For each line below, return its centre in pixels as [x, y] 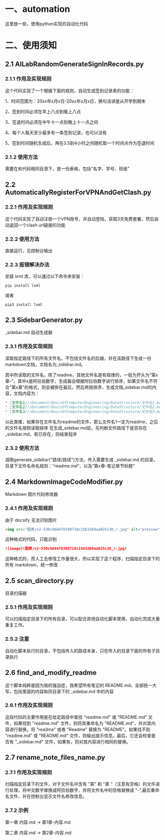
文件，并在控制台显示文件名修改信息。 [48, 797]
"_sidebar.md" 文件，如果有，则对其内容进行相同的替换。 [73, 741]
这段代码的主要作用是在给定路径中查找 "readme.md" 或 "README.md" [76, 717]
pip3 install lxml [24, 305]
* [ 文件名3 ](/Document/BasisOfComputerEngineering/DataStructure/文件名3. [81, 412]
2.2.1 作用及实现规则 [29, 207]
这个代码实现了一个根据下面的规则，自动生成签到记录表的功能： [69, 90]
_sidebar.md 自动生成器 [29, 332]
